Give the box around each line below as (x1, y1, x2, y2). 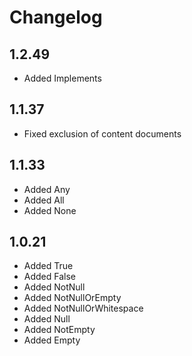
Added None (23, 204, 77, 216)
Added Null (23, 313, 71, 325)
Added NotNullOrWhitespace (23, 302, 144, 315)
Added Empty (23, 334, 81, 346)
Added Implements (23, 72, 102, 84)
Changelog (9, 6, 103, 29)
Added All (23, 194, 65, 206)
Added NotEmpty (23, 324, 96, 336)
